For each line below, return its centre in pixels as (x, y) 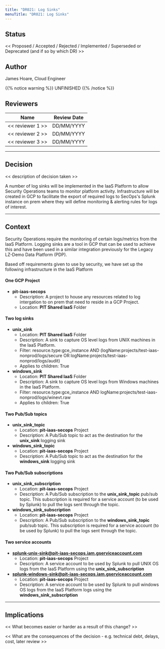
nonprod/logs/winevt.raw (45, 397)
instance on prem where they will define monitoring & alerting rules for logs (81, 201)
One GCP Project (23, 281)
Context (18, 227)
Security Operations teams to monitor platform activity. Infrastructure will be (82, 191)
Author (16, 67)
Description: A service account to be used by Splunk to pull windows (89, 584)
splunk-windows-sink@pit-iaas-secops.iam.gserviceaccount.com (82, 574)
